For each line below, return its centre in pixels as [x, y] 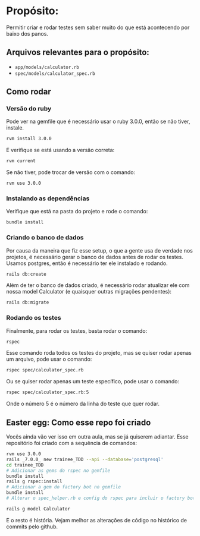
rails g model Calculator [38, 509]
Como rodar [29, 92]
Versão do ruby [29, 109]
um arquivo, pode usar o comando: [49, 359]
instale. [15, 128]
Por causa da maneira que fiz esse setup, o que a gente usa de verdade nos [100, 250]
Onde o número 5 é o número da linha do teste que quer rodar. [83, 404]
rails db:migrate [28, 302]
